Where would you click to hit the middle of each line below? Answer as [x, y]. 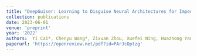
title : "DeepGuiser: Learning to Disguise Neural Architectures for [91, 11]
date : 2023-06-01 [27, 22]
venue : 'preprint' [28, 28]
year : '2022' [22, 33]
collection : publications [38, 17]
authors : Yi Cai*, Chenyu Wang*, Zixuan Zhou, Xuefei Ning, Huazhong [94, 38]
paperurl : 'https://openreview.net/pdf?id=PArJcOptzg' [74, 44]
